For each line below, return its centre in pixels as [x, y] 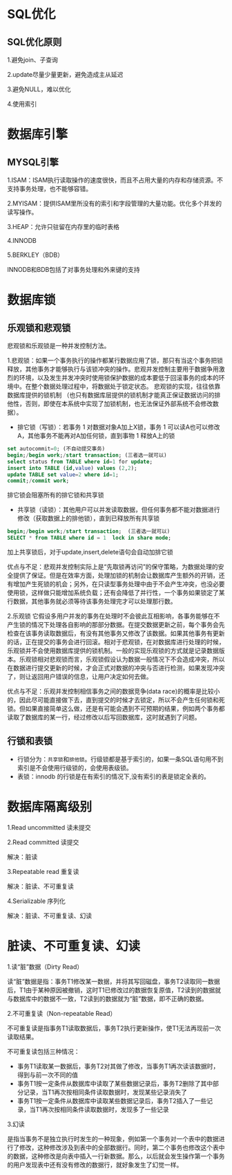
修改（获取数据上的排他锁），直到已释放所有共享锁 [88, 518]
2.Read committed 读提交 [43, 842]
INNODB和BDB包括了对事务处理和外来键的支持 [74, 270]
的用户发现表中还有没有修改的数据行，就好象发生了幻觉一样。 [95, 1165]
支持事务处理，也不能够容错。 [49, 189]
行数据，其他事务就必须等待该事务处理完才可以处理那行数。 [92, 601]
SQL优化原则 [35, 42]
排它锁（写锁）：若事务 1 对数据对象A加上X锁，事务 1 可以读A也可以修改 [118, 427]
